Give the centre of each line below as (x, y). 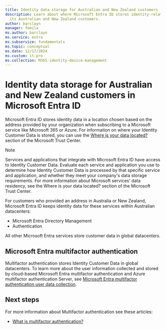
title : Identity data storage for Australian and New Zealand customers (82, 10)
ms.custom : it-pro (24, 56)
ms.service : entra (24, 38)
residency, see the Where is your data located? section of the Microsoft (78, 186)
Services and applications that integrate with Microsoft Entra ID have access (83, 160)
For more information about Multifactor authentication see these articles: (79, 312)
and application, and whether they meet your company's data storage (76, 176)
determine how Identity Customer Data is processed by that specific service (83, 170)
